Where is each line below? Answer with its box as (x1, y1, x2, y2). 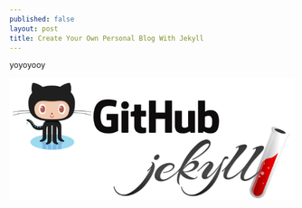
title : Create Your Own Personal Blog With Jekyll (9, 33, 204, 43)
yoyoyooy (9, 60, 46, 71)
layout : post (9, 24, 59, 33)
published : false (9, 14, 75, 24)
